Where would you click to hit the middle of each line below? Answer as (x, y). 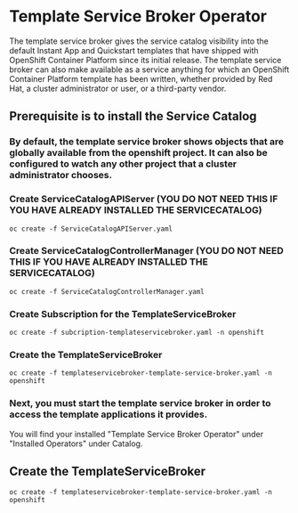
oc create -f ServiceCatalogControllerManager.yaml (107, 291)
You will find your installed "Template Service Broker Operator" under (137, 434)
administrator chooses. (61, 175)
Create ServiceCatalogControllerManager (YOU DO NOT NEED (147, 251)
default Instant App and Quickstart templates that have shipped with (134, 50)
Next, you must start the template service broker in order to (140, 403)
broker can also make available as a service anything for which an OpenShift (149, 69)
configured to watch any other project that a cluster (123, 164)
